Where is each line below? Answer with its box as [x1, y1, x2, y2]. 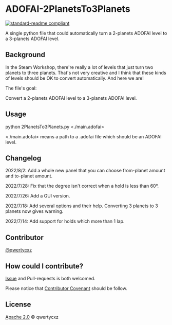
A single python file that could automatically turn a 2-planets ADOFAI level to [5, 30, 167, 36]
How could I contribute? [5, 262, 84, 270]
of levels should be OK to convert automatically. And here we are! [5, 75, 144, 81]
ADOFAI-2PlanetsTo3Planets [5, 3, 130, 15]
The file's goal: [5, 85, 37, 91]
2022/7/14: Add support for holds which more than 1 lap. [5, 218, 125, 224]
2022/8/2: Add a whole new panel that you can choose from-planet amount [5, 168, 165, 174]
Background [5, 50, 45, 59]
